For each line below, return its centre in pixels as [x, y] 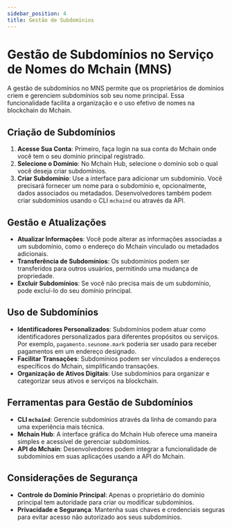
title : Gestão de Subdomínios [51, 20]
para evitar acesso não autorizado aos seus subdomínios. [99, 517]
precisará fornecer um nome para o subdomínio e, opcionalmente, [111, 186]
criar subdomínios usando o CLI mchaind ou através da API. [101, 201]
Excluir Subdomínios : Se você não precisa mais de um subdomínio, [114, 283]
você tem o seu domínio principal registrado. [81, 156]
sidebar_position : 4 [37, 14]
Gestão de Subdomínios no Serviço [110, 54]
